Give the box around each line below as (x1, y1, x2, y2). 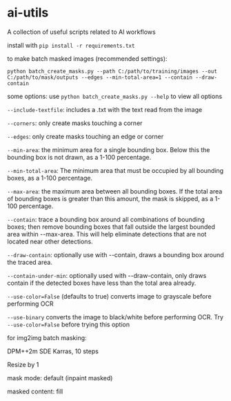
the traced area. (7, 258, 53, 266)
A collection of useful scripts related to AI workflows (7, 28, 157, 36)
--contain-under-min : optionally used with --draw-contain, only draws (7, 271, 207, 279)
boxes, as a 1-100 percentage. (7, 174, 93, 182)
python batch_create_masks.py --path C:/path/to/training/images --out (7, 68, 217, 75)
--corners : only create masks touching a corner (7, 119, 143, 127)
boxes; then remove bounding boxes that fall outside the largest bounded (7, 223, 216, 231)
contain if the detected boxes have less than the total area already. (7, 279, 197, 287)
